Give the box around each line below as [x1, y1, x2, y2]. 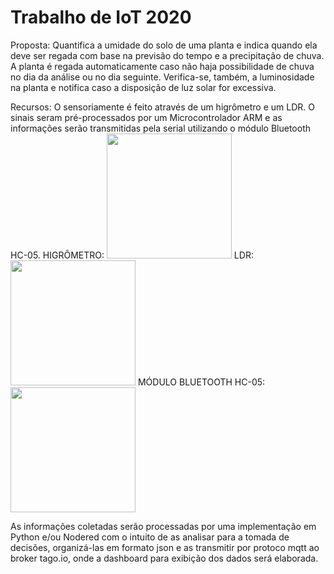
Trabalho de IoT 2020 [10, 6, 192, 29]
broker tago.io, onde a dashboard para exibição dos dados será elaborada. [10, 552, 319, 564]
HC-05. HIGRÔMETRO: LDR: [10, 249, 254, 261]
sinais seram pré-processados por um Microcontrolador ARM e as [10, 111, 283, 123]
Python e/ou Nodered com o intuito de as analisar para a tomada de [10, 531, 290, 543]
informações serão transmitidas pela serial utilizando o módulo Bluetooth [10, 122, 312, 134]
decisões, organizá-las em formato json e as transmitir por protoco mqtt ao [10, 541, 320, 553]
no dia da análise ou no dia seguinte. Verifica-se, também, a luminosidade [10, 71, 315, 83]
